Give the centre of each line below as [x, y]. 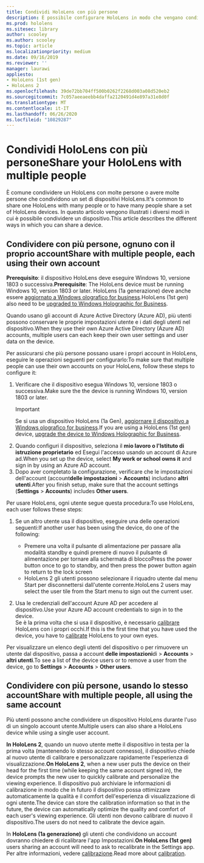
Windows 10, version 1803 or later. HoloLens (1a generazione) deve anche [99, 291]
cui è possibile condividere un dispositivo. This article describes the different [102, 218]
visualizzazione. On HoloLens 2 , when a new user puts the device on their [98, 764]
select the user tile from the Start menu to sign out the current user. [108, 591]
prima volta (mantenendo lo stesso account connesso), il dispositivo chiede [101, 751]
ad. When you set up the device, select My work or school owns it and [103, 459]
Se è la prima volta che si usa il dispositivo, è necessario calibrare [97, 623]
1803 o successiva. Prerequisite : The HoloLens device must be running [95, 284]
